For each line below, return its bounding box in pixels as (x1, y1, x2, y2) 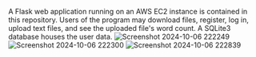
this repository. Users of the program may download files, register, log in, (8, 15, 250, 25)
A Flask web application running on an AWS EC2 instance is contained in (8, 7, 248, 16)
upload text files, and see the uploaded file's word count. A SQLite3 (8, 24, 231, 32)
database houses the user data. (8, 32, 113, 41)
